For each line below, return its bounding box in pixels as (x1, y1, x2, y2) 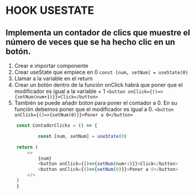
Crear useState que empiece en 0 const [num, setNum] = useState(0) (14, 68, 189, 76)
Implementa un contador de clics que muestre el (5, 28, 191, 38)
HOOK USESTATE (5, 4, 94, 17)
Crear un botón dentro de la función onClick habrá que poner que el (14, 82, 183, 88)
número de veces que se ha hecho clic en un (5, 37, 176, 47)
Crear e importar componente (14, 62, 88, 69)
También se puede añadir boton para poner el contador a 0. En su (14, 100, 178, 106)
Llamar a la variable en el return (14, 75, 93, 82)
